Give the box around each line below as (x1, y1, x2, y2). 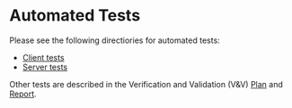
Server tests (22, 62, 68, 72)
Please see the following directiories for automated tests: (9, 35, 220, 46)
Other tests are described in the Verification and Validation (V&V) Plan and (9, 79, 283, 89)
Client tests (22, 52, 65, 62)
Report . (9, 88, 38, 99)
